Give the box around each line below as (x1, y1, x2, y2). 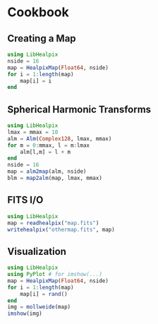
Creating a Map (7, 32, 76, 44)
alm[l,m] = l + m (20, 148, 71, 155)
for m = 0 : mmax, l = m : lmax (7, 142, 90, 149)
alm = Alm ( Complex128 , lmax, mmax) (7, 135, 112, 142)
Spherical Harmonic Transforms (7, 103, 152, 115)
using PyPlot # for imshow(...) (7, 271, 102, 278)
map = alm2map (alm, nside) (7, 168, 87, 175)
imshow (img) (7, 310, 42, 318)
